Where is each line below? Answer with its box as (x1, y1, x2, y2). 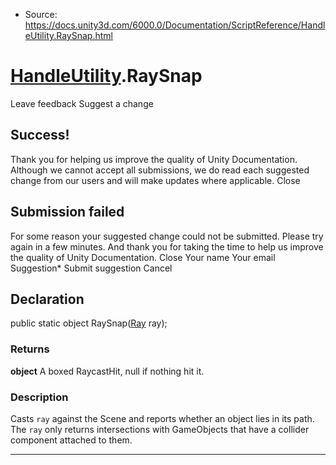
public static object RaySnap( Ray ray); (10, 317, 168, 329)
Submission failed (10, 204, 125, 221)
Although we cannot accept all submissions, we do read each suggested (10, 164, 310, 176)
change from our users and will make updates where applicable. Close (10, 174, 301, 186)
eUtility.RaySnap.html (24, 30, 113, 41)
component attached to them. (10, 434, 133, 446)
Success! (10, 127, 70, 144)
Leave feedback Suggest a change (10, 97, 154, 109)
